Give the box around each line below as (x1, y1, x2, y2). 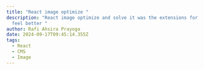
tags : (6, 37, 20, 43)
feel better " (12, 20, 48, 26)
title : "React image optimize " (6, 9, 89, 15)
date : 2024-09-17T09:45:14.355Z (6, 32, 89, 38)
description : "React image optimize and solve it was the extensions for (6, 15, 199, 21)
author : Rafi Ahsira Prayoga (6, 26, 81, 32)
